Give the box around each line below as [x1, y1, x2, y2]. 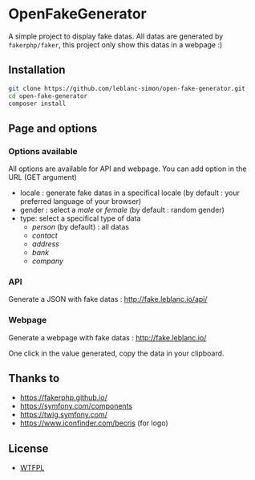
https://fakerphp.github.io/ [19, 393, 108, 402]
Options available [8, 145, 78, 157]
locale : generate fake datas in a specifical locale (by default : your [19, 188, 241, 197]
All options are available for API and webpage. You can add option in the [8, 164, 247, 173]
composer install [8, 100, 67, 108]
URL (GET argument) [8, 173, 78, 182]
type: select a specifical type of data [19, 214, 141, 223]
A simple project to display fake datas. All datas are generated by [8, 31, 224, 41]
